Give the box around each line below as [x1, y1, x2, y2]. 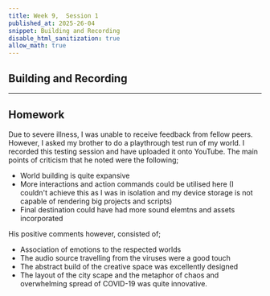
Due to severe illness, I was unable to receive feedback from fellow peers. [8, 129, 253, 139]
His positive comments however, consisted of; [8, 228, 162, 238]
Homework [8, 108, 65, 121]
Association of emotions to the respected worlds [19, 245, 182, 254]
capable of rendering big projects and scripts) [19, 196, 173, 206]
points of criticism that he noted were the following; [8, 154, 179, 165]
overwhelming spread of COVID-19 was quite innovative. [19, 278, 207, 288]
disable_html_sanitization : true [8, 34, 121, 43]
